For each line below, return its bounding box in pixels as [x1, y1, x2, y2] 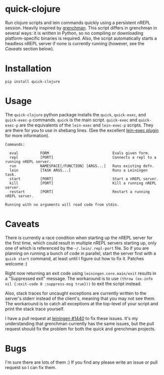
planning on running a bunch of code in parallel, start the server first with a [5, 250, 156, 256]
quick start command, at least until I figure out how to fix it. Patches [5, 255, 144, 261]
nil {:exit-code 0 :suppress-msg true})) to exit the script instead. [5, 281, 142, 287]
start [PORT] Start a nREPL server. [9, 176, 159, 181]
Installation [5, 63, 52, 74]
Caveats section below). [5, 46, 54, 52]
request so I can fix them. [5, 364, 57, 370]
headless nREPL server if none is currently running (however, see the [5, 40, 144, 46]
